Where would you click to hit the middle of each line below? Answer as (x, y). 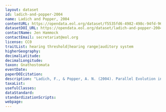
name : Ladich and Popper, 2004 (37, 19)
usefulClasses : (21, 88)
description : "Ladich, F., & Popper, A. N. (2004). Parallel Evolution (80, 79)
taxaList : (15, 83)
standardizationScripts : (31, 97)
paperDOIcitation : (24, 74)
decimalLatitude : (23, 56)
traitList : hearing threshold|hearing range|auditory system (69, 47)
